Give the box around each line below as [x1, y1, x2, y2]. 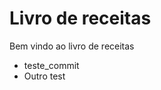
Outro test [23, 70, 66, 82]
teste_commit [23, 59, 80, 71]
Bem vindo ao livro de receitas [9, 40, 135, 52]
